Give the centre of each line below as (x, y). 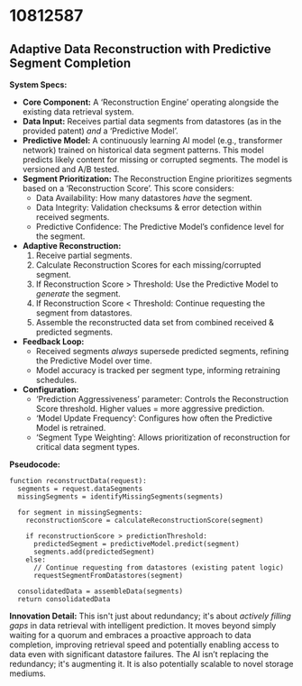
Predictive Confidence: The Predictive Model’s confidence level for (160, 227)
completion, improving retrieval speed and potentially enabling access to (144, 645)
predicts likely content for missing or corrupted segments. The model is (155, 160)
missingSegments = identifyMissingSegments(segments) (120, 497)
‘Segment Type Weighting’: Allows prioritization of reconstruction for (163, 437)
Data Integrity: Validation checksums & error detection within (149, 207)
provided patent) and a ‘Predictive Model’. (100, 131)
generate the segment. (78, 293)
